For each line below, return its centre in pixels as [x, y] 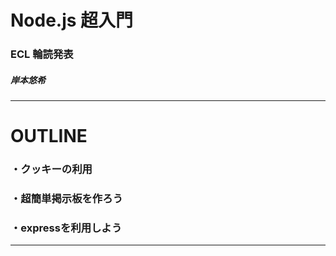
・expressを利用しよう [66, 228]
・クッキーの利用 [51, 169]
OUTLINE [49, 136]
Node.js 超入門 [72, 20]
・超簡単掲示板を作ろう [66, 199]
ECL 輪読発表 [42, 54]
